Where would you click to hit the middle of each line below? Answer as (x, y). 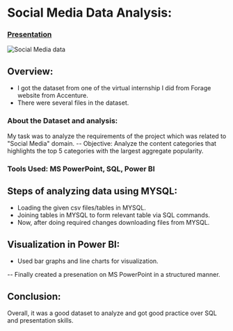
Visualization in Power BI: (64, 244)
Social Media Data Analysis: (90, 13)
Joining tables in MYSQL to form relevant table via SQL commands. (114, 215)
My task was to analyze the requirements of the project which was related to (117, 136)
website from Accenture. (53, 96)
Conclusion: (34, 296)
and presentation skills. (40, 320)
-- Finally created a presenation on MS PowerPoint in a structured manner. (114, 275)
